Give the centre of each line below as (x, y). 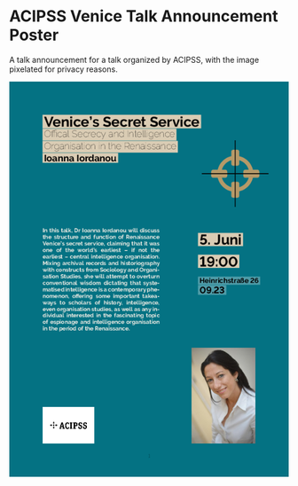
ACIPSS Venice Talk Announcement (144, 16)
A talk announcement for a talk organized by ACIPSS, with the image (134, 59)
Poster (34, 35)
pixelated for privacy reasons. (63, 69)
